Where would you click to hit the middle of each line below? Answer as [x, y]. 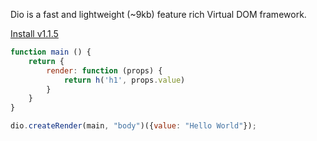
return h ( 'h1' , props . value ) [124, 80]
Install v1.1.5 [34, 33]
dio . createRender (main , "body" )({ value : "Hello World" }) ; [133, 126]
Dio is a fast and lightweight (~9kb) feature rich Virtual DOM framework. [158, 14]
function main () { [51, 52]
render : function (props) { [104, 70]
